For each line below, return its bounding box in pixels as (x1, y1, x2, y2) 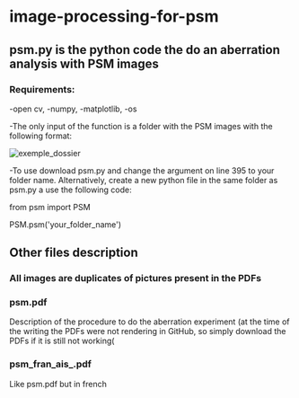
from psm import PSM (9, 201, 92, 212)
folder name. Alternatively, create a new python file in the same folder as (9, 174, 278, 185)
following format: (9, 130, 73, 141)
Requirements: (9, 83, 75, 95)
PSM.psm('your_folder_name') (9, 218, 122, 230)
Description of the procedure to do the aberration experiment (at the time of (9, 316, 290, 327)
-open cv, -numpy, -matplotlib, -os (9, 103, 137, 114)
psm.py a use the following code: (9, 184, 132, 195)
